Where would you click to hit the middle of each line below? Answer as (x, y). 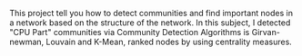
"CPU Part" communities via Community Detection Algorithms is (130, 32)
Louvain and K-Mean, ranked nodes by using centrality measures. (169, 42)
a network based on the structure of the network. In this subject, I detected (150, 23)
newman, (27, 42)
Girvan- (266, 32)
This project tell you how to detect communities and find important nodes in (151, 13)
